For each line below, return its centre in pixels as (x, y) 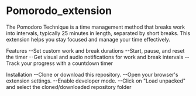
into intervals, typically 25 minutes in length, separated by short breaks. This (98, 33)
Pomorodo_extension (59, 11)
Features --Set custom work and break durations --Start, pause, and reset (95, 50)
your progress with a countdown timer (67, 63)
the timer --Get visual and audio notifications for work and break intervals (95, 57)
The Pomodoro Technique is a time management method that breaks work (96, 27)
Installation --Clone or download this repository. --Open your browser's (92, 74)
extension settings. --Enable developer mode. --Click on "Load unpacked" (96, 81)
